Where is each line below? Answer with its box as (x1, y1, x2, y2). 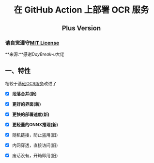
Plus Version (62, 24, 101, 32)
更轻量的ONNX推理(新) (12, 121, 58, 127)
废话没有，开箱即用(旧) (12, 153, 58, 159)
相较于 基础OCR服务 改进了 (5, 80, 57, 86)
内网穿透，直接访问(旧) (12, 142, 58, 148)
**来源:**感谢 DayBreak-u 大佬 (5, 51, 64, 57)
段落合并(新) (12, 90, 37, 97)
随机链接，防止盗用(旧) (12, 132, 58, 138)
